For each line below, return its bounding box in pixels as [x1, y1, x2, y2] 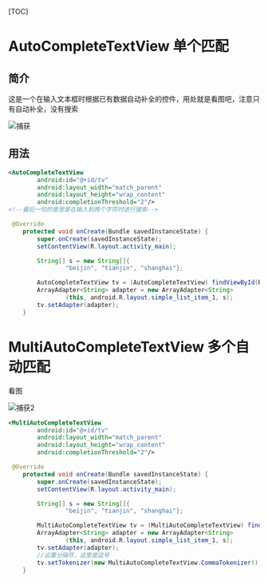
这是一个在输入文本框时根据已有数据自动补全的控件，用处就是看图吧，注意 [8, 94, 253, 103]
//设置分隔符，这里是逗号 [37, 551, 110, 559]
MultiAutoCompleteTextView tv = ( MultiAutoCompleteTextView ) [37, 521, 245, 530]
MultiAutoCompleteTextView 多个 [8, 337, 236, 356]
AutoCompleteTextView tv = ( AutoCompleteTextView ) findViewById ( [37, 279, 259, 287]
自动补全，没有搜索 [14, 104, 78, 114]
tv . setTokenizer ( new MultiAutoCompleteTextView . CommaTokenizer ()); [37, 559, 266, 567]
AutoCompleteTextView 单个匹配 [8, 38, 229, 55]
